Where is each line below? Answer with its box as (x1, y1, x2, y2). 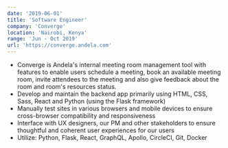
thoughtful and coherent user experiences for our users (16, 126, 175, 134)
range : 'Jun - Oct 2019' (7, 36, 78, 42)
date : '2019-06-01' (7, 10, 63, 17)
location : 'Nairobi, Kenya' (7, 29, 88, 36)
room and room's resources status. (16, 83, 117, 90)
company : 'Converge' (7, 23, 67, 29)
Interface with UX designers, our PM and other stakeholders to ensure (16, 119, 216, 127)
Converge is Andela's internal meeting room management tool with (16, 61, 207, 69)
